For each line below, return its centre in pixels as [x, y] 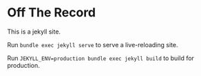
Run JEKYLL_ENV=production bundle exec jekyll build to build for [101, 58]
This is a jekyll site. [34, 31]
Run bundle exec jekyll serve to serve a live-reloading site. [93, 45]
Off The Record [52, 13]
